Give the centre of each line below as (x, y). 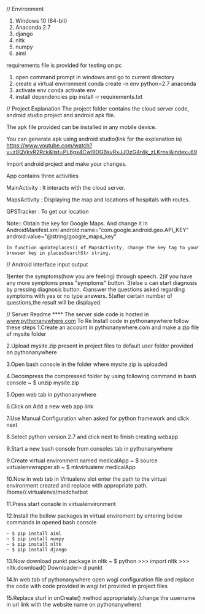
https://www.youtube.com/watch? (49, 146)
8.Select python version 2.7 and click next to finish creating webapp (92, 437)
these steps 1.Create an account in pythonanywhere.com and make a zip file (103, 327)
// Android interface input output (47, 264)
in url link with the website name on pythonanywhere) (74, 604)
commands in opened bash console (52, 522)
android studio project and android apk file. (61, 115)
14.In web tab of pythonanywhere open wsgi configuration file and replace (100, 579)
